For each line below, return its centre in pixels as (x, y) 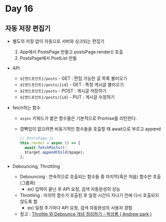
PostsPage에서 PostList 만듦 (48, 58)
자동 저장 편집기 (28, 28)
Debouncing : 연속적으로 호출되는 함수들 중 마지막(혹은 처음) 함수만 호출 (90, 177)
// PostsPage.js (37, 138)
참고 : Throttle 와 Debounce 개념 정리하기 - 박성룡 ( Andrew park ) (86, 214)
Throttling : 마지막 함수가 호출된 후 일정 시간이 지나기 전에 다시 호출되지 (89, 196)
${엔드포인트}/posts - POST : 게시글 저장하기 (63, 91)
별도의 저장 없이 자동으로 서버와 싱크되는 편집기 (58, 41)
